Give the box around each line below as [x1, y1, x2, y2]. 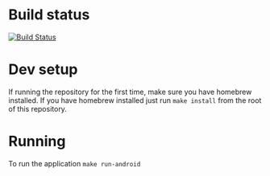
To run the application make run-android [8, 158, 141, 168]
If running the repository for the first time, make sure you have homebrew [8, 87, 252, 96]
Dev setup [8, 60, 78, 79]
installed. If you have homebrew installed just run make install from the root [8, 95, 262, 105]
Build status [8, 6, 90, 24]
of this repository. [8, 104, 67, 113]
